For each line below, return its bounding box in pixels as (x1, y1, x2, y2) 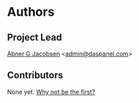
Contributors (7, 69, 64, 81)
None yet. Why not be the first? (7, 87, 96, 96)
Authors (7, 4, 55, 20)
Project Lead (7, 32, 62, 43)
